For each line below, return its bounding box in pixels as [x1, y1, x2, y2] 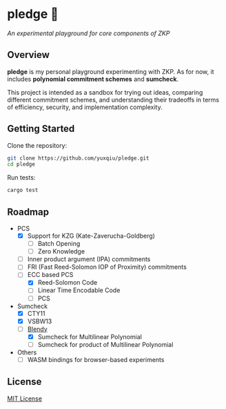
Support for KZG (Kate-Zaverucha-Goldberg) [27, 231, 155, 240]
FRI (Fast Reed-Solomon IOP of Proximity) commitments [27, 263, 187, 272]
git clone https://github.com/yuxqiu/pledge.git [7, 155, 150, 162]
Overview [7, 49, 50, 61]
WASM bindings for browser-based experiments [27, 355, 165, 363]
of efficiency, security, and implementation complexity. [7, 103, 163, 111]
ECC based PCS [27, 271, 74, 279]
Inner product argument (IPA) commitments [27, 255, 151, 263]
